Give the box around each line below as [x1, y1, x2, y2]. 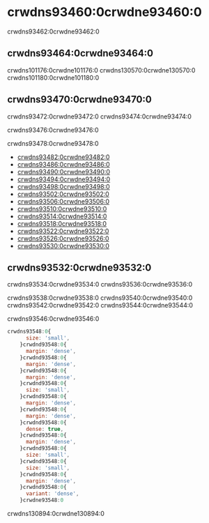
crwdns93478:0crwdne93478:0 [7, 139, 99, 147]
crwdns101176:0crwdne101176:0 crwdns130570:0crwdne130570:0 [7, 66, 196, 74]
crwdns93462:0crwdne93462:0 [7, 27, 100, 36]
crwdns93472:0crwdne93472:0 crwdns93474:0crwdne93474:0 [7, 112, 192, 121]
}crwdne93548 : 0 [20, 497, 64, 504]
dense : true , [25, 425, 64, 432]
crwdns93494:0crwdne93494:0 [17, 175, 111, 183]
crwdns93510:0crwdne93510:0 [17, 204, 107, 213]
